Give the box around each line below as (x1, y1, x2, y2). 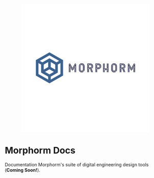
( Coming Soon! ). (5, 167, 40, 173)
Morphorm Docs (5, 145, 76, 157)
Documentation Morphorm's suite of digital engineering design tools (5, 161, 149, 167)
